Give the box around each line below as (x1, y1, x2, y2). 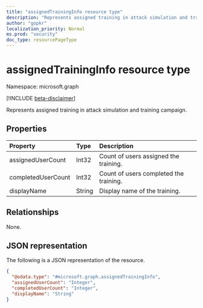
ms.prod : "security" (6, 31, 59, 37)
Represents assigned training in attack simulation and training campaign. (6, 106, 187, 114)
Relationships (6, 207, 59, 217)
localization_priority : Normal (6, 25, 85, 32)
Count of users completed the (98, 169, 184, 178)
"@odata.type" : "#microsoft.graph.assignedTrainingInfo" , (11, 274, 161, 280)
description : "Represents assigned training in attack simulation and (6, 14, 188, 21)
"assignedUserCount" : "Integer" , (11, 280, 96, 286)
